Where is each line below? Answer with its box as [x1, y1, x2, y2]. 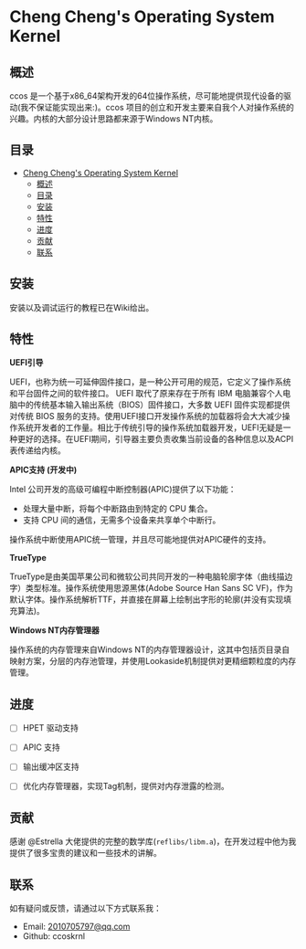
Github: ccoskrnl [22, 931, 85, 942]
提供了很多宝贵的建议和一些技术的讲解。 [9, 848, 162, 859]
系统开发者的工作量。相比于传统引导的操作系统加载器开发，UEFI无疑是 [16, 422, 283, 433]
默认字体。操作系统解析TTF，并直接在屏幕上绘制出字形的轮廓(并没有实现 [9, 594, 284, 605]
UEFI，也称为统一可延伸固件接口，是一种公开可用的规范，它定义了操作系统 [9, 376, 291, 387]
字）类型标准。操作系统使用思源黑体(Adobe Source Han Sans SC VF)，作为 [9, 583, 294, 594]
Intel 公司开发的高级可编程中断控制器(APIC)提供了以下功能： [9, 484, 237, 495]
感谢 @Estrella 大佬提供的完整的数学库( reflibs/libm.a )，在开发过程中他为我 [9, 836, 297, 847]
